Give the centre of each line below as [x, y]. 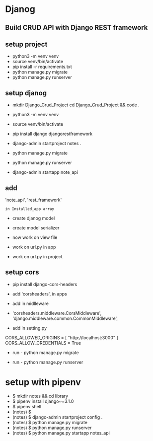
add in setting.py [30, 328]
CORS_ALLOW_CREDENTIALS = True [43, 343]
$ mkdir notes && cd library [40, 396]
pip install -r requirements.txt [42, 67]
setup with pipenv [43, 382]
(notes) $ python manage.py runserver [52, 428]
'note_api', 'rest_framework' [34, 200]
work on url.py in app [34, 247]
